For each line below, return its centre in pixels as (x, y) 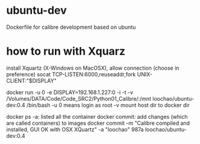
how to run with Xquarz (66, 51)
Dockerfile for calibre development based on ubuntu (71, 27)
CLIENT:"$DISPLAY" (32, 80)
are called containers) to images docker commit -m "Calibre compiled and (98, 123)
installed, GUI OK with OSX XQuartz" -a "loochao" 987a (75, 129)
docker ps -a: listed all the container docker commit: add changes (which (97, 116)
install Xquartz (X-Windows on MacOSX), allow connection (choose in (93, 68)
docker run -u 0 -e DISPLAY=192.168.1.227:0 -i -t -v (70, 92)
